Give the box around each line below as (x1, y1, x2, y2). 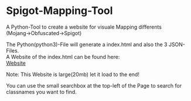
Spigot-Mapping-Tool (6, 4, 113, 18)
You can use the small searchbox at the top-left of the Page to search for (6, 82, 182, 89)
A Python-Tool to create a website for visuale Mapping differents (6, 23, 162, 30)
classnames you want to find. (6, 88, 77, 95)
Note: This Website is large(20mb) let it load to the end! (6, 71, 139, 78)
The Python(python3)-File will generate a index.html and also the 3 (6, 41, 168, 48)
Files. (6, 47, 19, 54)
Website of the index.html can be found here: (11, 53, 120, 60)
